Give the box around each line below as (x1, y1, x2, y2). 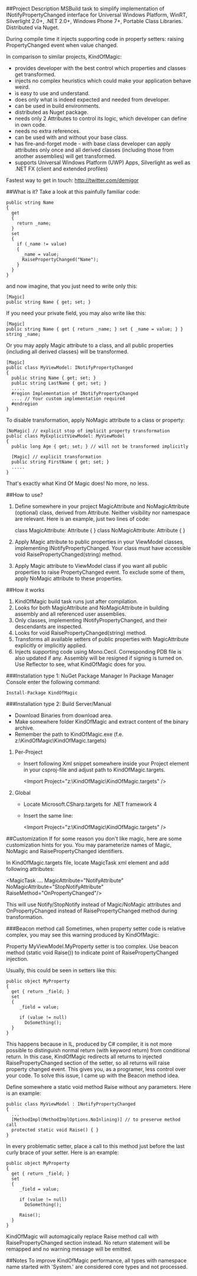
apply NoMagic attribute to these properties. (14, 575, 123, 582)
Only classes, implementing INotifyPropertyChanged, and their (14, 617, 168, 623)
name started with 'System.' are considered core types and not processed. (6, 1264, 188, 1270)
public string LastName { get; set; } (11, 380, 107, 386)
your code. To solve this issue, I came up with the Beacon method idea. (6, 1072, 180, 1079)
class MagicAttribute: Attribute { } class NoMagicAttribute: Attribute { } (14, 527, 186, 533)
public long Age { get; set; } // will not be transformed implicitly (11, 443, 189, 449)
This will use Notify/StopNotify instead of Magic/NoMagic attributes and (6, 901, 181, 908)
